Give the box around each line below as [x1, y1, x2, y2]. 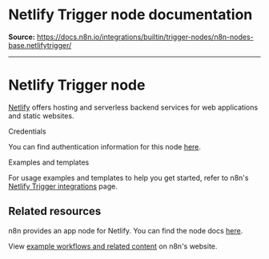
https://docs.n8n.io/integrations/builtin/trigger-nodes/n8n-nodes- [37, 32, 254, 42]
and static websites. [8, 110, 74, 121]
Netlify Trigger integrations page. [8, 181, 118, 191]
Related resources [8, 205, 102, 218]
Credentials [8, 126, 46, 136]
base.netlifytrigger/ [8, 40, 72, 50]
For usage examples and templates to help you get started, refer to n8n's [8, 173, 249, 182]
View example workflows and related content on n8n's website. [8, 241, 218, 251]
